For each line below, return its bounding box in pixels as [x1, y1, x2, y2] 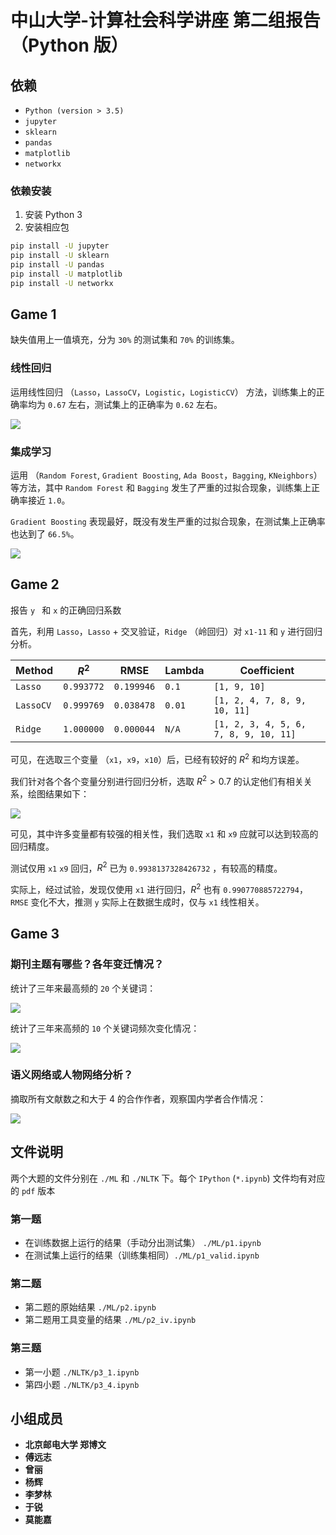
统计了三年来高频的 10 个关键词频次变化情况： [10, 1022, 200, 1034]
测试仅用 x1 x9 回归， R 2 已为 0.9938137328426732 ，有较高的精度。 [10, 860, 283, 874]
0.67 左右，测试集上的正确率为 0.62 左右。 [47, 398, 223, 410]
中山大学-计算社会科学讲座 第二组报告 [10, 9, 321, 32]
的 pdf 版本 [10, 1184, 56, 1196]
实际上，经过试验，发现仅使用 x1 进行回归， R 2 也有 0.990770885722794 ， [10, 882, 308, 895]
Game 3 [10, 926, 60, 943]
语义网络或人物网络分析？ [10, 1068, 134, 1082]
